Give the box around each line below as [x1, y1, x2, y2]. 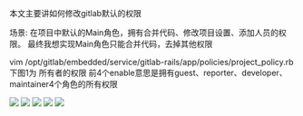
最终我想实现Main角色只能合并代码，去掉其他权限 [26, 39, 213, 49]
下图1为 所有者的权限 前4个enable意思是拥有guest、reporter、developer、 [9, 67, 288, 78]
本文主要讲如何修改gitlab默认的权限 [9, 8, 142, 18]
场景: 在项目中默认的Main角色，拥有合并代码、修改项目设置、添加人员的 [9, 27, 279, 38]
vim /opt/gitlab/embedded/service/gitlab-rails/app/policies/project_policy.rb [9, 57, 294, 67]
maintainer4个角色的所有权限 [9, 79, 118, 89]
